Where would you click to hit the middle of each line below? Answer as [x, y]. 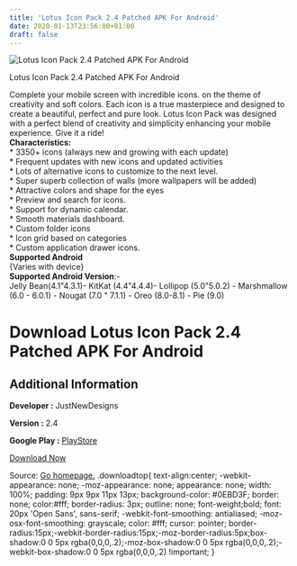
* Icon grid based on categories [68, 238]
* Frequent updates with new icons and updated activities [116, 162]
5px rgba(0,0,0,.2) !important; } [157, 552]
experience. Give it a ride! [57, 133]
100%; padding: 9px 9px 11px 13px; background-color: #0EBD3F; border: [144, 495]
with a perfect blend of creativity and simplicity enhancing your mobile [140, 123]
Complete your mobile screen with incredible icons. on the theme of [135, 94]
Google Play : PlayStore [53, 441]
